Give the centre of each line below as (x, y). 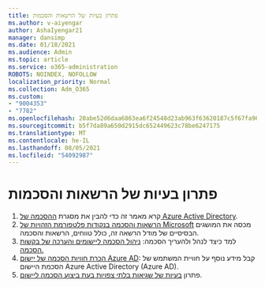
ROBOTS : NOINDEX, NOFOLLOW (52, 74)
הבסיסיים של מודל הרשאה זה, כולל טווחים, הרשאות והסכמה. (109, 233)
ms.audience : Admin (40, 52)
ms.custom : (26, 96)
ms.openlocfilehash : (42, 119)
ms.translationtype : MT (47, 133)
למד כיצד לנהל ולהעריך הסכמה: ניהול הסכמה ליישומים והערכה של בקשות (128, 241)
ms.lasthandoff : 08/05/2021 (54, 148)
